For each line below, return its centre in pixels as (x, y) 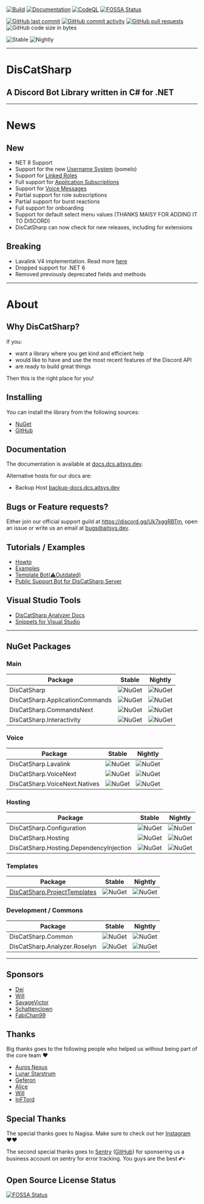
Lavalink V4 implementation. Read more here (71, 261)
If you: (14, 341)
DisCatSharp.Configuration (48, 828)
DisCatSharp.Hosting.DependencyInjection (70, 848)
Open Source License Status (61, 1180)
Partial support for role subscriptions (61, 195)
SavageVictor (32, 1002)
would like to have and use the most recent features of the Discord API (104, 360)
